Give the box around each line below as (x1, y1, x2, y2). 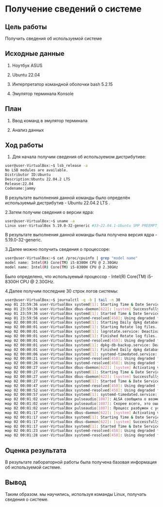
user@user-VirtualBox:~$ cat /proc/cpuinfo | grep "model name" (5, 256, 138, 261)
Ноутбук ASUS (12, 62, 43, 68)
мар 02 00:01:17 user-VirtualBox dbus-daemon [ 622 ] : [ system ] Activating (5, 410, 155, 415)
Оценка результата (5, 446, 67, 455)
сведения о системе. (5, 496, 49, 502)
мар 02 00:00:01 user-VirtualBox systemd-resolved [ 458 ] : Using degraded (5, 338, 155, 343)
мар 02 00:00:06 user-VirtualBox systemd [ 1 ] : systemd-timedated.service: (5, 352, 158, 357)
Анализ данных (12, 127, 44, 133)
